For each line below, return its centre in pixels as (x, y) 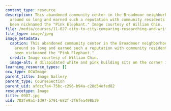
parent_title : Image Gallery (36, 77)
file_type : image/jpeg (29, 34)
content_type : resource (31, 10)
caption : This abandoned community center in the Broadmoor (75, 43)
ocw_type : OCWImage (26, 72)
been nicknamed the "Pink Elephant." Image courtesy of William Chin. (86, 24)
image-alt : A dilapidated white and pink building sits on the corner (86, 62)
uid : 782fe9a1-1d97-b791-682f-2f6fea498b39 (52, 100)
